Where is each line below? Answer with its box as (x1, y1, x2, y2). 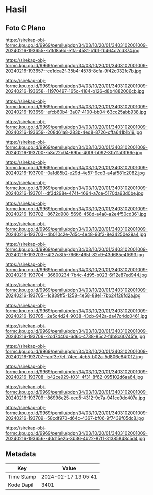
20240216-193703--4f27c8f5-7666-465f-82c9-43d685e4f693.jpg (5, 252, 144, 257)
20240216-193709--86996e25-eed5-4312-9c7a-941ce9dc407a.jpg (5, 394, 146, 401)
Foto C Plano (5, 24, 46, 32)
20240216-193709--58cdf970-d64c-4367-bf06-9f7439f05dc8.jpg (5, 415, 144, 421)
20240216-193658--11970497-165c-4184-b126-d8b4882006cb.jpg (5, 88, 145, 94)
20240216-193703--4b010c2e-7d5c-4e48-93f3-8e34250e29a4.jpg (5, 231, 146, 237)
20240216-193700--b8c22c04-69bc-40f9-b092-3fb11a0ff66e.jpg (5, 150, 143, 155)
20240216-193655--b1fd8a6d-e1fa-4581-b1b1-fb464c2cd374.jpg (5, 48, 140, 53)
